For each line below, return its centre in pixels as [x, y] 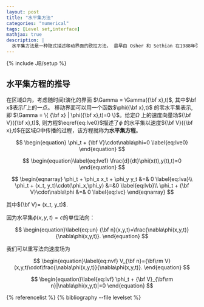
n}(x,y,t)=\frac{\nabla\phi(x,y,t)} [150, 230]
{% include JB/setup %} [36, 63]
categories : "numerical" [38, 23]
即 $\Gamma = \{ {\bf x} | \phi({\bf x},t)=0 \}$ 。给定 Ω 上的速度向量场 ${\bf [99, 115]
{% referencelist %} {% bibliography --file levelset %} [74, 297]
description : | [25, 40]
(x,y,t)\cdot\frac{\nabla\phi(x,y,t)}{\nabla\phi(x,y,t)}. [78, 267]
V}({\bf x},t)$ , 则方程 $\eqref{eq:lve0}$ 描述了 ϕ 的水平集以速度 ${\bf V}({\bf [100, 122]
